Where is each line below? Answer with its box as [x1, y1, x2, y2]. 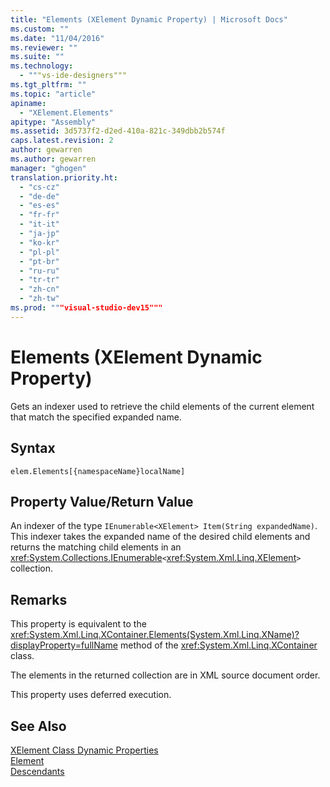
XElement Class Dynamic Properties [10, 744, 159, 756]
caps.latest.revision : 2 [10, 136, 114, 146]
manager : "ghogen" [10, 163, 87, 173]
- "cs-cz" [19, 182, 60, 192]
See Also [10, 717, 67, 735]
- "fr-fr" [19, 210, 60, 220]
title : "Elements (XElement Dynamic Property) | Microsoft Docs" [10, 14, 288, 25]
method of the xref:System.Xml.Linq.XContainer [119, 639, 318, 651]
